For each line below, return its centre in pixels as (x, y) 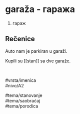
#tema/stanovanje (24, 95)
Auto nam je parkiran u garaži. (36, 51)
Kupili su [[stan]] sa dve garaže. (38, 61)
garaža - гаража (40, 9)
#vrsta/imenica (21, 80)
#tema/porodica (22, 106)
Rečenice (20, 39)
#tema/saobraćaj (23, 100)
